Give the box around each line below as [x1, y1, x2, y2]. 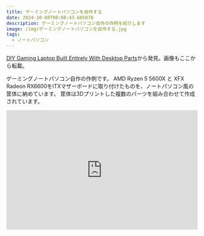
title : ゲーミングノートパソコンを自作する [6, 8, 103, 15]
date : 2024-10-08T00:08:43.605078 [6, 15, 94, 21]
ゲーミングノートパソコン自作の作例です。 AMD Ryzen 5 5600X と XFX [6, 75, 185, 82]
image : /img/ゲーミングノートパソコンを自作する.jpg [6, 25, 127, 32]
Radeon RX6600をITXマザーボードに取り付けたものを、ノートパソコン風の [6, 83, 194, 90]
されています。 [6, 98, 44, 105]
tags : [6, 32, 20, 38]
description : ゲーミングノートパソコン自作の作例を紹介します [6, 20, 146, 26]
